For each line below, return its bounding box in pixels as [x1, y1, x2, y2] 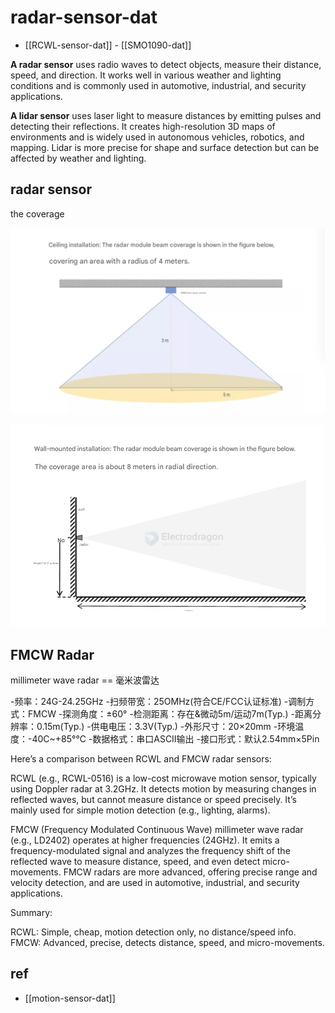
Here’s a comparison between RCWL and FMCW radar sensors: [10, 753, 272, 765]
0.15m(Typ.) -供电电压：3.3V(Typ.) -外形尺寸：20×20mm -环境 [36, 721, 296, 733]
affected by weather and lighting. [10, 152, 147, 164]
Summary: [10, 907, 53, 919]
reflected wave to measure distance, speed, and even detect [10, 856, 261, 868]
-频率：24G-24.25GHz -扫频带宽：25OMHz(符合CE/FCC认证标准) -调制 [10, 696, 307, 708]
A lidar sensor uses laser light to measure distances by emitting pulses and [10, 109, 322, 121]
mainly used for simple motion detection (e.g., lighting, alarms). [10, 804, 271, 816]
